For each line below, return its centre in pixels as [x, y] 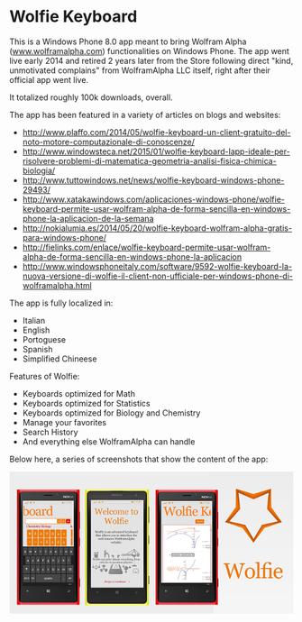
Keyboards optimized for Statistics [86, 403]
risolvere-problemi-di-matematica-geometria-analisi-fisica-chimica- [149, 160]
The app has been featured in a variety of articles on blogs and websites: [145, 114]
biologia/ [39, 170]
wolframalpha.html [57, 285]
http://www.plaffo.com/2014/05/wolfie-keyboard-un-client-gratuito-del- [156, 132]
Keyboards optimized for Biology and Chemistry [111, 413]
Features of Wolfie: [45, 376]
